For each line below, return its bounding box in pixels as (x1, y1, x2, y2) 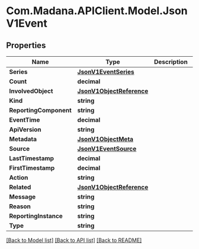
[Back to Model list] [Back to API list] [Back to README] (6, 237, 142, 244)
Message (9, 193, 36, 201)
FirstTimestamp (9, 164, 55, 172)
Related (9, 183, 31, 191)
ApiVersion (9, 125, 41, 134)
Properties (6, 40, 46, 50)
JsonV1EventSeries (77, 68, 134, 76)
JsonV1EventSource (77, 145, 137, 153)
